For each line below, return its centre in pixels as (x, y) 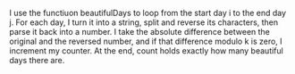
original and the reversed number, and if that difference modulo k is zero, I (146, 41)
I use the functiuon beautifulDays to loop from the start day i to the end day (148, 13)
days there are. (37, 60)
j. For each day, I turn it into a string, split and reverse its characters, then (144, 22)
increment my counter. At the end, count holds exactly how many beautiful (146, 51)
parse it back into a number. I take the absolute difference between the (140, 32)
